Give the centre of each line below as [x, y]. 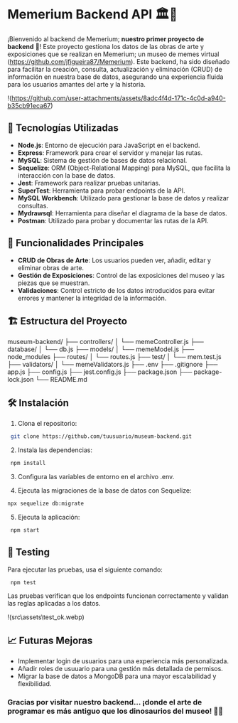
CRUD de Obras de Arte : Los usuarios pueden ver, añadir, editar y [114, 260]
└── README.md [61, 380]
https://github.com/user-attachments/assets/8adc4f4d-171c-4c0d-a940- [119, 98]
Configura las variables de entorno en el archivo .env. [96, 476]
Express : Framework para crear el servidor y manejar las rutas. [110, 152]
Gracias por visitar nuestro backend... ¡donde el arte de [105, 702]
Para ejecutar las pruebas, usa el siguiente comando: [85, 569]
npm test [23, 582]
